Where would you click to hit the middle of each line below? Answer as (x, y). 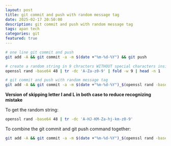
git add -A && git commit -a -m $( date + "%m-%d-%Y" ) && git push (76, 57)
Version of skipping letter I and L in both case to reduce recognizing (78, 95)
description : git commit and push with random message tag (69, 24)
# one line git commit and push (39, 52)
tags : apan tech (22, 29)
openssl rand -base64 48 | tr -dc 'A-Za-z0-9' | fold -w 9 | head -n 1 (83, 71)
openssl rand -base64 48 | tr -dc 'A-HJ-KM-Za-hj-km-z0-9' (69, 119)
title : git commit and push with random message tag (62, 15)
